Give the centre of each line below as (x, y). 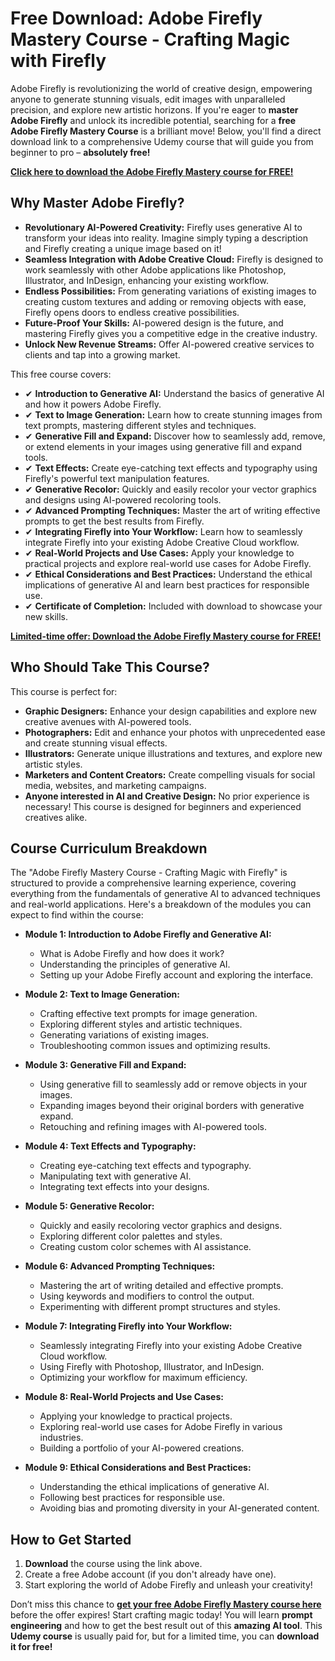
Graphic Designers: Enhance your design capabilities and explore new (171, 711)
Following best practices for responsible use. (132, 1498)
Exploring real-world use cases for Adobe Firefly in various (161, 1427)
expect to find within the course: (77, 915)
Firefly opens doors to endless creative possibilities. (132, 312)
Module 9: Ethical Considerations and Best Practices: (138, 1468)
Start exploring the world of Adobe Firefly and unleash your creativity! (168, 1585)
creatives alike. (56, 817)
